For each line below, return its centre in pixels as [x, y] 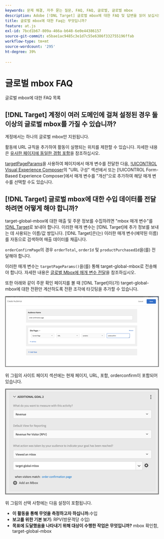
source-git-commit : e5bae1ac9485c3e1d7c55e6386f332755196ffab [70, 36]
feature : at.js [20, 26]
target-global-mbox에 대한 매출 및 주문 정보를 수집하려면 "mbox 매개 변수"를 [79, 221]
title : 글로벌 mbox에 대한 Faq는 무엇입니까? [46, 21]
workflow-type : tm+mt [27, 42]
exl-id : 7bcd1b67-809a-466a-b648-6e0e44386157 [53, 31]
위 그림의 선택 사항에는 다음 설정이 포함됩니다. [49, 503]
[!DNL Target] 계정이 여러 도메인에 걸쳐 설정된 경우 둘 [82, 115]
